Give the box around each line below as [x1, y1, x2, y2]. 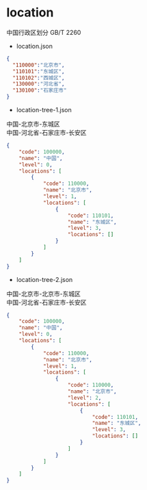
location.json [16, 42, 53, 50]
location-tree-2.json [16, 275, 73, 283]
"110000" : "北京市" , [12, 62, 65, 68]
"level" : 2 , [67, 394, 102, 401]
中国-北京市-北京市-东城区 [6, 289, 81, 298]
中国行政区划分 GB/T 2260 [6, 28, 81, 36]
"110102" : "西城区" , [12, 74, 65, 81]
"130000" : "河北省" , [12, 81, 65, 88]
